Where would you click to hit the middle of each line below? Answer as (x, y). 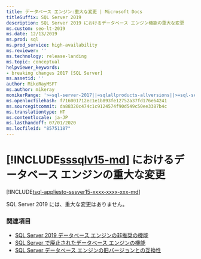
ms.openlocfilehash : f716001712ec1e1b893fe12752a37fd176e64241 (87, 100)
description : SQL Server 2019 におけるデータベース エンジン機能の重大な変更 (95, 23)
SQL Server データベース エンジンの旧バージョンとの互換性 (88, 250)
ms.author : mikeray (31, 90)
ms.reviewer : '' (26, 51)
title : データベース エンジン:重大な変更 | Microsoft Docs (74, 12)
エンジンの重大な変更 (113, 175)
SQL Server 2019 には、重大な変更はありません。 (67, 204)
